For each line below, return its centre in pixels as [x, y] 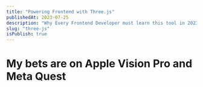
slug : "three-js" [28, 28]
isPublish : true [27, 34]
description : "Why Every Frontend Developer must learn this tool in [96, 23]
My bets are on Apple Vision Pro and [99, 64]
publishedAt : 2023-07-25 [37, 17]
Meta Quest [36, 76]
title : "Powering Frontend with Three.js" [60, 12]
